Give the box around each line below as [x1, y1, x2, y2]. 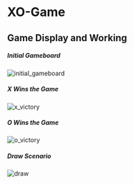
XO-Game [7, 4, 66, 20]
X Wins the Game [7, 85, 59, 93]
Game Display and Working [7, 32, 127, 44]
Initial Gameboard [7, 52, 61, 60]
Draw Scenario [7, 152, 51, 160]
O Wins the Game [7, 118, 59, 127]
